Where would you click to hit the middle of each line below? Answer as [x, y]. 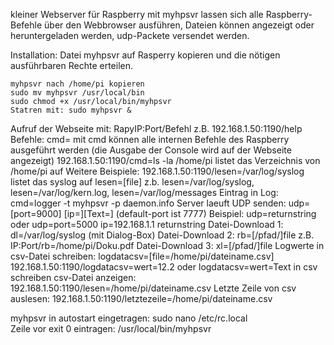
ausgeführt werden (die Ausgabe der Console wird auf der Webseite [151, 150]
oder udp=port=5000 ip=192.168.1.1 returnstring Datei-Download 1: [147, 224]
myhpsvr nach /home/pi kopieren [77, 84]
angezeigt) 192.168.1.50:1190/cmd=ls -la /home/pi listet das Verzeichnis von [165, 160]
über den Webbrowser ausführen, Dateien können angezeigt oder [179, 25]
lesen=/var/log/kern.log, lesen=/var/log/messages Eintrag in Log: [144, 192]
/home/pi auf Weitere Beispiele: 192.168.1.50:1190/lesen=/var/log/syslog [157, 171]
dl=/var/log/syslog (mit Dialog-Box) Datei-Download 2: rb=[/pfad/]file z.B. [162, 235]
